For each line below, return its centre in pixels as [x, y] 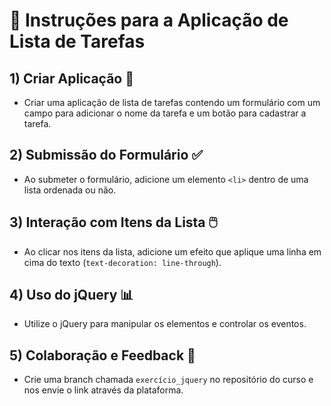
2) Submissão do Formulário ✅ [106, 155]
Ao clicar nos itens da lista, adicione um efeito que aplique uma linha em [172, 251]
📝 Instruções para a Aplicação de [149, 20]
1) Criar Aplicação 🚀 [71, 78]
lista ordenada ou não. [70, 190]
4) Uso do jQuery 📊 [71, 295]
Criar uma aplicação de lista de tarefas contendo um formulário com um [172, 102]
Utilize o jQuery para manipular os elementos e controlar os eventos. [165, 324]
